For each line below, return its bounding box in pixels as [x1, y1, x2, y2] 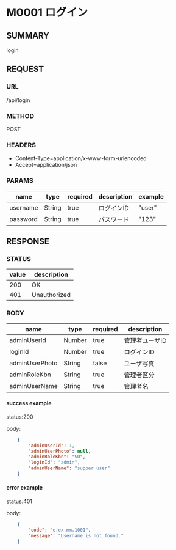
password [9, 215, 38, 223]
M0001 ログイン [6, 5, 88, 20]
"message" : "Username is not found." [28, 532, 124, 538]
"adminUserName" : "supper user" [28, 465, 111, 471]
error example [6, 484, 43, 491]
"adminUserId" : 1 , [28, 442, 75, 449]
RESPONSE [6, 236, 50, 246]
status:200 [6, 413, 33, 420]
